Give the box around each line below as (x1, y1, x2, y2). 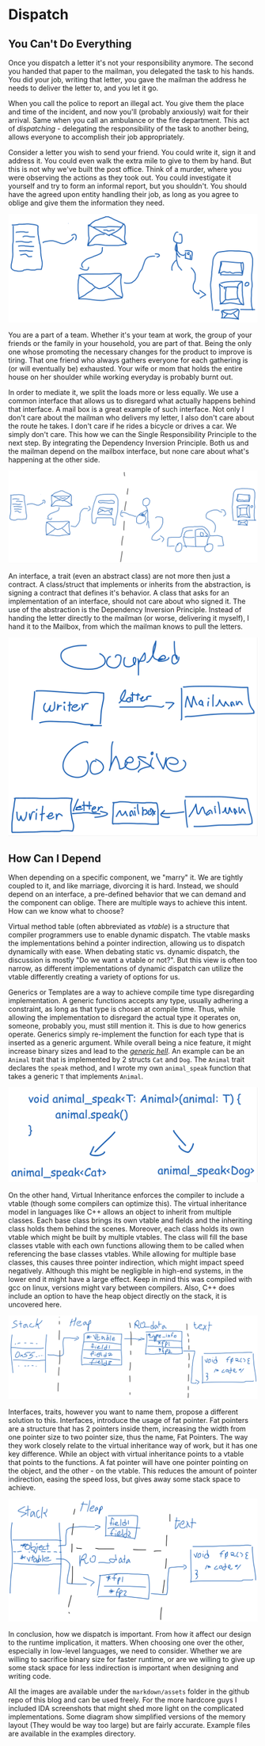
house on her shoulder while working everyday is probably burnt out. (8, 372, 233, 382)
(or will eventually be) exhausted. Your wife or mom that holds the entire (8, 363, 243, 373)
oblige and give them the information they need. (8, 198, 165, 207)
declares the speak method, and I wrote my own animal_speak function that (8, 1063, 252, 1072)
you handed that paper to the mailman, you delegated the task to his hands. (8, 67, 255, 76)
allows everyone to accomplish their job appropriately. (8, 132, 185, 142)
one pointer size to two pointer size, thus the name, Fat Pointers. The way (8, 1432, 248, 1442)
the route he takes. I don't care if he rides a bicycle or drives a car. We (8, 421, 237, 431)
